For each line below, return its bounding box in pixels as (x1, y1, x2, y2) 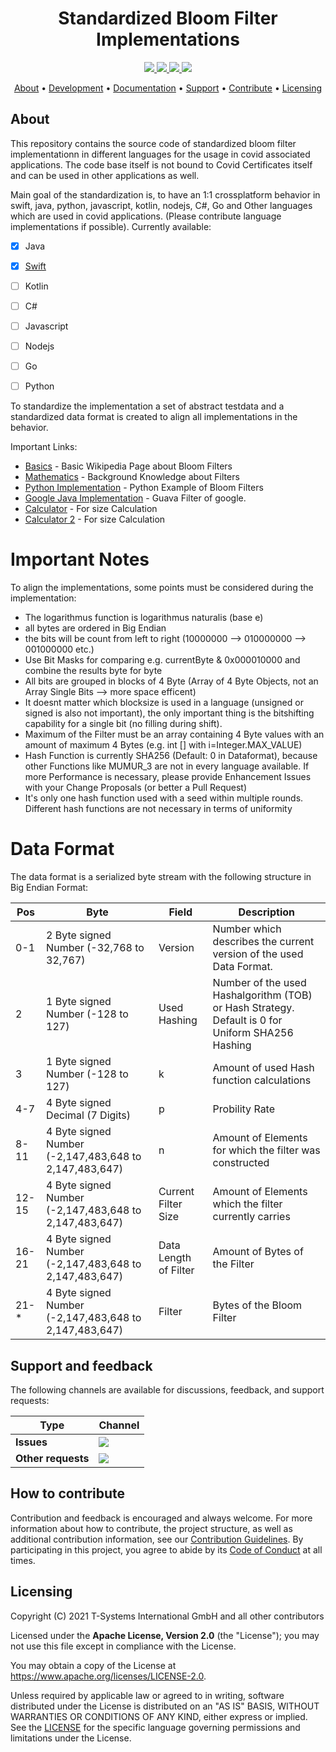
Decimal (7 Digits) (46, 1108, 131, 1122)
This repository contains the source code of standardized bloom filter (10, 137, 297, 149)
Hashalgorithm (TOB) (212, 988, 313, 1002)
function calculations (212, 1073, 312, 1087)
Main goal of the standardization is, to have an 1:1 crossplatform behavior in (10, 188, 321, 201)
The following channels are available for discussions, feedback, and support (10, 1383, 325, 1396)
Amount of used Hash (212, 1061, 315, 1075)
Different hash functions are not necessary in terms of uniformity (24, 803, 293, 815)
